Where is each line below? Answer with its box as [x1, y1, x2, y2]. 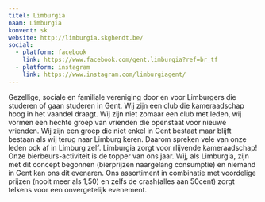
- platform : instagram [15, 63, 90, 71]
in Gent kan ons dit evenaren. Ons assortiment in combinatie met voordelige [8, 168, 256, 177]
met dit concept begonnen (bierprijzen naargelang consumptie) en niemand [8, 159, 256, 169]
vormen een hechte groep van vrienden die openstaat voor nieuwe [8, 117, 227, 127]
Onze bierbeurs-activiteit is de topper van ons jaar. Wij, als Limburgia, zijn [8, 151, 250, 161]
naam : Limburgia [8, 19, 62, 27]
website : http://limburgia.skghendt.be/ [8, 33, 144, 42]
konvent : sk [8, 26, 48, 34]
